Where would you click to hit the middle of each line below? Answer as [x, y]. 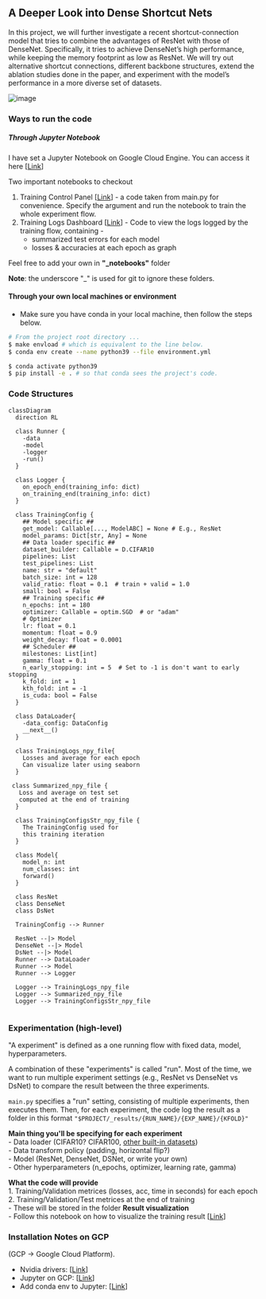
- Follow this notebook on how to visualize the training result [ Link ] [117, 1216]
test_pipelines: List [58, 563]
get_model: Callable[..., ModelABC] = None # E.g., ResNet [122, 528]
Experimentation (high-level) [65, 1027]
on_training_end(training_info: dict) [87, 494]
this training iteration [64, 834]
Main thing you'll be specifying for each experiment [95, 1133]
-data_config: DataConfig [66, 723]
